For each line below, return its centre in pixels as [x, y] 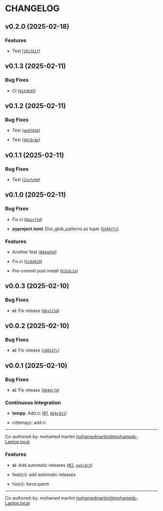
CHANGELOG [32, 9]
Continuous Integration [33, 402]
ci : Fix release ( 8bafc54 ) [36, 310]
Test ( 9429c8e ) [26, 140]
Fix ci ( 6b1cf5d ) [27, 219]
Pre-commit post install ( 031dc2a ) [45, 271]
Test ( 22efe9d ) [26, 179]
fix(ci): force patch [31, 484]
